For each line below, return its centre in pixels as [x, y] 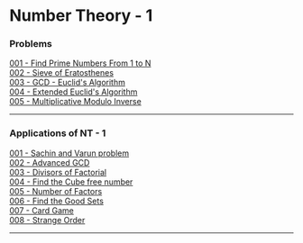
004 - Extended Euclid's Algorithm [73, 92]
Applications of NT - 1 [58, 133]
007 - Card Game [41, 210]
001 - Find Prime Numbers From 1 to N [80, 63]
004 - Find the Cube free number [71, 182]
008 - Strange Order [47, 220]
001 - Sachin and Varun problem [69, 153]
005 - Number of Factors [56, 191]
